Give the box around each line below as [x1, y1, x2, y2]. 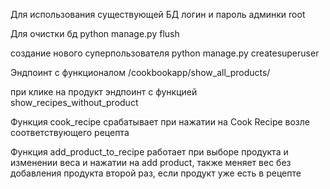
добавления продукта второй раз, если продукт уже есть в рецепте [10, 167, 302, 179]
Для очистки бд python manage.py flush [10, 28, 180, 39]
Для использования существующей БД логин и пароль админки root [10, 9, 306, 20]
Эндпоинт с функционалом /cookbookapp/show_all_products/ [10, 67, 271, 78]
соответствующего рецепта [10, 127, 130, 138]
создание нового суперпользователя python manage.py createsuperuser [10, 47, 320, 59]
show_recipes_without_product [10, 97, 139, 108]
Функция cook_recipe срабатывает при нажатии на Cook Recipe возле [10, 116, 311, 128]
